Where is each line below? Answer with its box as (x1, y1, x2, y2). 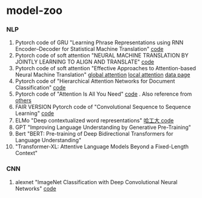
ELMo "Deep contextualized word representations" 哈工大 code (15, 117, 174, 124)
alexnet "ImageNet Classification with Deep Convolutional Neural (15, 178, 178, 185)
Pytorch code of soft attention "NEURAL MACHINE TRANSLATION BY (15, 52, 189, 59)
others (15, 97, 32, 104)
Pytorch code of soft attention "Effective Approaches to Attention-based (15, 65, 196, 72)
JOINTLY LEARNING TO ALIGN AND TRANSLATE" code (15, 58, 155, 65)
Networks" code (15, 185, 56, 192)
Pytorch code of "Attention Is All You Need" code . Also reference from (15, 90, 192, 97)
